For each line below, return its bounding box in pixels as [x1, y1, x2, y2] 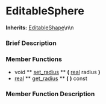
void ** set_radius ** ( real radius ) [14, 69, 101, 76]
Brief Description [5, 39, 57, 47]
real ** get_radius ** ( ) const [14, 75, 88, 82]
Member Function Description [5, 90, 95, 98]
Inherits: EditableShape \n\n [5, 24, 74, 31]
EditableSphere [5, 4, 85, 18]
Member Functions [5, 55, 63, 63]
